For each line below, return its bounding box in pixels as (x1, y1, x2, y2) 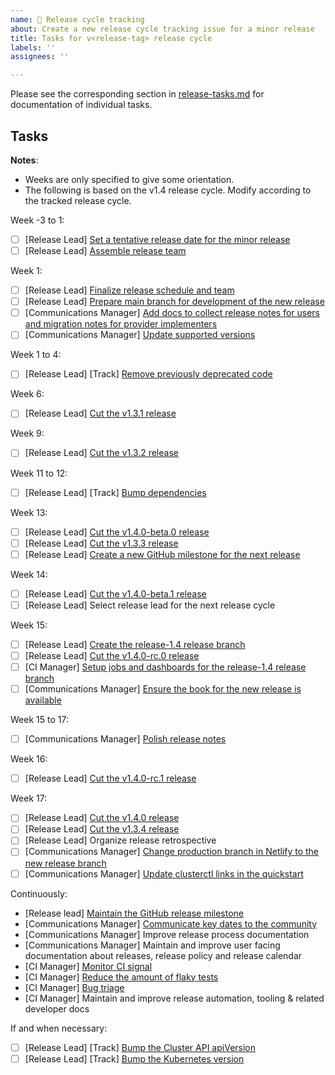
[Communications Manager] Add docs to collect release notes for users (24, 307, 321, 319)
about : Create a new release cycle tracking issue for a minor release (10, 24, 315, 34)
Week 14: (10, 568, 48, 580)
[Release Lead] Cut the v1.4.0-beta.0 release (24, 526, 210, 538)
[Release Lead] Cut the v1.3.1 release (24, 407, 177, 420)
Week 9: (10, 427, 45, 440)
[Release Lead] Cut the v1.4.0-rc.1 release (24, 772, 197, 785)
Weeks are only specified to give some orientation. (24, 173, 235, 185)
